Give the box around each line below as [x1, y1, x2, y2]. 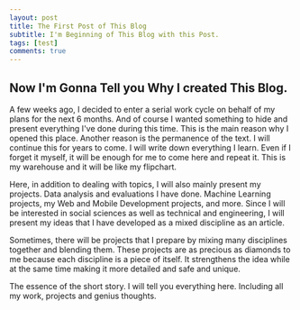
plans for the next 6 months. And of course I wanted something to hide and [9, 114, 288, 124]
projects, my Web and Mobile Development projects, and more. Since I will [9, 197, 286, 208]
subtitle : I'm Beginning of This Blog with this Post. [9, 30, 220, 39]
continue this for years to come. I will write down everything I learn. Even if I [9, 141, 291, 153]
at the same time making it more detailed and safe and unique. [9, 263, 241, 274]
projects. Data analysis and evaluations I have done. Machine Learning [9, 188, 272, 199]
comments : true [9, 47, 67, 56]
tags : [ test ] [9, 38, 59, 48]
